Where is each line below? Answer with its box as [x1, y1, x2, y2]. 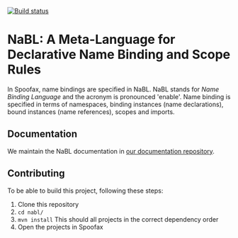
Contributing [7, 167, 65, 180]
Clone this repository [17, 200, 79, 208]
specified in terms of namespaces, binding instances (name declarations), [7, 100, 224, 108]
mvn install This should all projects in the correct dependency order [17, 215, 219, 223]
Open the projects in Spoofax [17, 222, 104, 231]
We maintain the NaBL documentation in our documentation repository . [7, 147, 215, 155]
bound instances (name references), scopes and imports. [7, 107, 175, 116]
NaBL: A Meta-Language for [7, 32, 176, 47]
